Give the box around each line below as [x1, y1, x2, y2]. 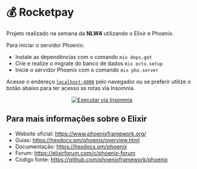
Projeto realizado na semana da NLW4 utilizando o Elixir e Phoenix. [6, 29, 174, 37]
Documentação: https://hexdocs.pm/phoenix [15, 143, 127, 150]
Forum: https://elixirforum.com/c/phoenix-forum [15, 149, 136, 156]
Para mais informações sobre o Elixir [6, 114, 147, 124]
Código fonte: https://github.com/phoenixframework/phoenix [15, 156, 169, 163]
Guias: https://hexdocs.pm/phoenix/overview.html [15, 136, 140, 143]
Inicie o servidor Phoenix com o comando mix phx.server [15, 66, 159, 74]
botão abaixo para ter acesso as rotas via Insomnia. [6, 84, 135, 92]
